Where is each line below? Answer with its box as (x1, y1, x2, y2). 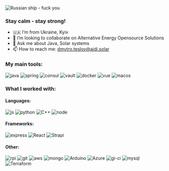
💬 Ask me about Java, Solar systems (12, 40, 90, 46)
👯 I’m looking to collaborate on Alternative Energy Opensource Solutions (12, 35, 164, 41)
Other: (5, 143, 19, 150)
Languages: (5, 97, 32, 104)
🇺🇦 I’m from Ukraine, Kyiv (12, 29, 69, 35)
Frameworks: (5, 120, 34, 127)
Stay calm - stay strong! (5, 17, 66, 25)
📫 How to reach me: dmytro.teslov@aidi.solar (12, 46, 109, 52)
